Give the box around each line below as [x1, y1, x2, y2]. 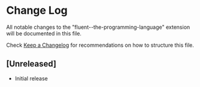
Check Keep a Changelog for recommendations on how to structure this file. [6, 41, 195, 49]
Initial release [14, 74, 48, 82]
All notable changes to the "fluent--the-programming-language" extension [6, 23, 190, 31]
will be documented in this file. [6, 29, 82, 37]
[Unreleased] [6, 59, 57, 69]
